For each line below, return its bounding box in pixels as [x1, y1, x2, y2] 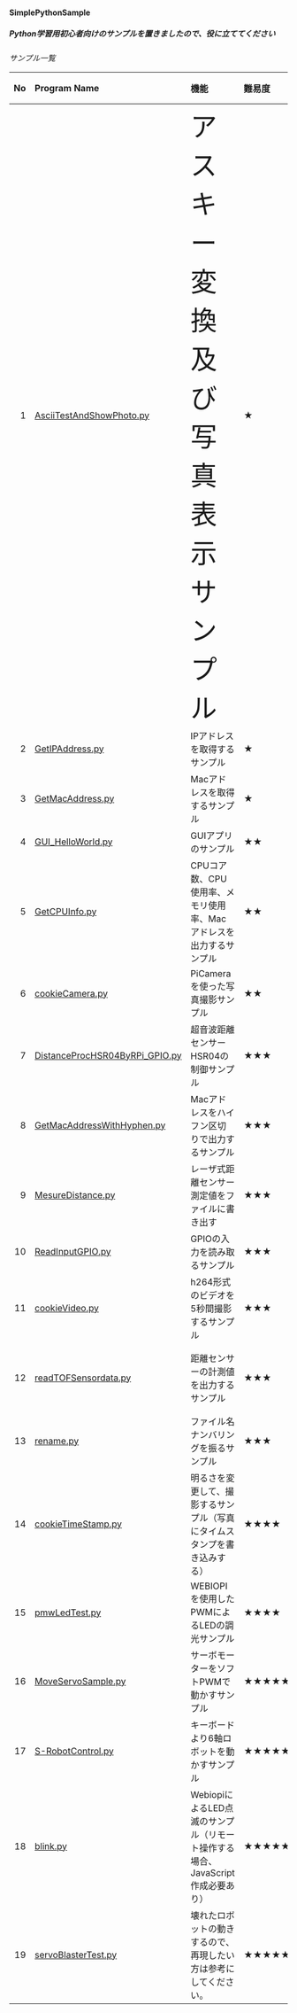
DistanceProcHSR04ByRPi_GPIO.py [34, 1049, 183, 1061]
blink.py [34, 1839, 68, 1852]
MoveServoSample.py [34, 1675, 126, 1687]
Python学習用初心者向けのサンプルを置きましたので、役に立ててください [9, 28, 276, 39]
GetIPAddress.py [34, 742, 104, 755]
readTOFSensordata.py [34, 1372, 132, 1384]
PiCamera [190, 967, 232, 979]
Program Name [34, 82, 100, 94]
